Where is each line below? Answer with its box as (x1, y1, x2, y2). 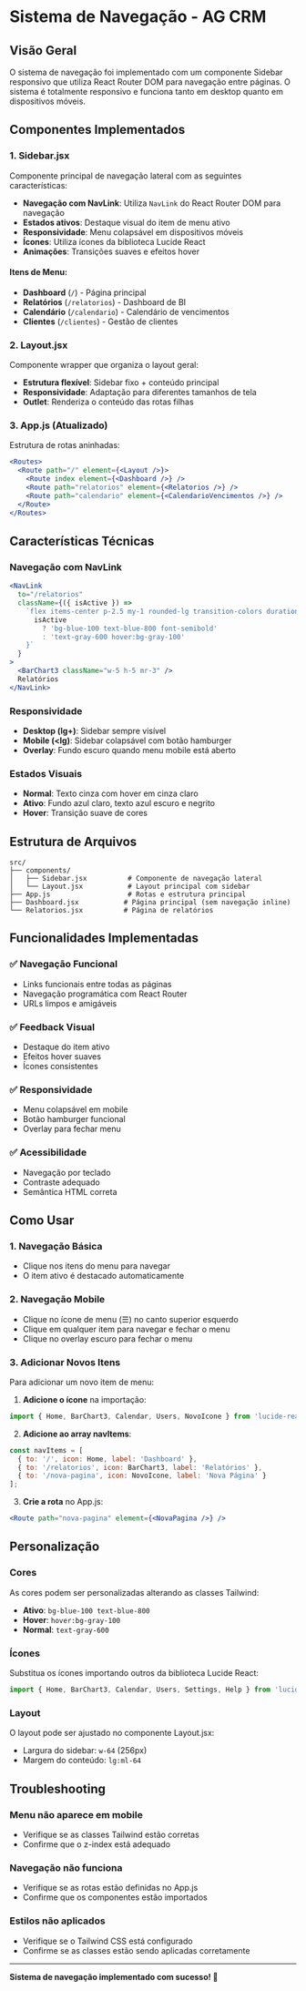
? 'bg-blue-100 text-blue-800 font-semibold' (42, 624, 219, 633)
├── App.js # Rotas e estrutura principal (9, 890, 247, 899)
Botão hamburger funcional (22, 1114, 126, 1125)
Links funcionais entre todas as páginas (22, 978, 172, 989)
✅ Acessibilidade (9, 1146, 87, 1159)
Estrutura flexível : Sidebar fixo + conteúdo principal (22, 377, 219, 388)
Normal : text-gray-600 (22, 1624, 109, 1635)
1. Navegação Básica (9, 1240, 103, 1252)
